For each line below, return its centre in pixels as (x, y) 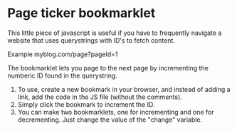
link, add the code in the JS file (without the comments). (100, 97)
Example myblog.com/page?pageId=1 (63, 54)
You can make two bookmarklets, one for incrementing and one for (116, 112)
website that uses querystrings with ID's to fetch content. (91, 40)
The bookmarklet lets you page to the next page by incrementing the (108, 68)
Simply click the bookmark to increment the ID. (86, 104)
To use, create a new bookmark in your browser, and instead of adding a (124, 89)
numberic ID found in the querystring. (62, 75)
